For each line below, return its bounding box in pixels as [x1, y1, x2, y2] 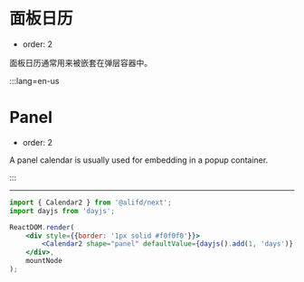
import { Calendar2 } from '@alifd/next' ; [9, 198, 172, 207]
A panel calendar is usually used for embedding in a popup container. [9, 155, 269, 165]
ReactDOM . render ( [9, 222, 75, 231]
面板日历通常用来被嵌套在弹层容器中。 [9, 57, 152, 68]
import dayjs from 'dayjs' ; [9, 206, 116, 215]
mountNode [25, 257, 63, 266]
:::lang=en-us [9, 75, 61, 86]
